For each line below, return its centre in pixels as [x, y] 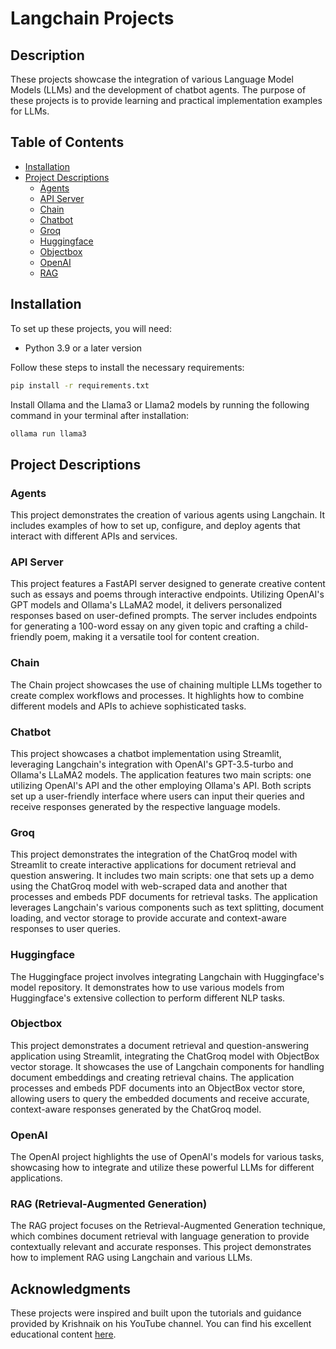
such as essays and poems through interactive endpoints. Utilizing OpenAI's [167, 594]
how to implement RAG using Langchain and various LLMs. [131, 1258]
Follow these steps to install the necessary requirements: [127, 367]
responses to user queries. [65, 929]
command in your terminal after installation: [100, 415]
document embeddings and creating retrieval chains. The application [152, 1077]
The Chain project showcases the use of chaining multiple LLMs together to [166, 684]
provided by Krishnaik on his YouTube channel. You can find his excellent [161, 1324]
